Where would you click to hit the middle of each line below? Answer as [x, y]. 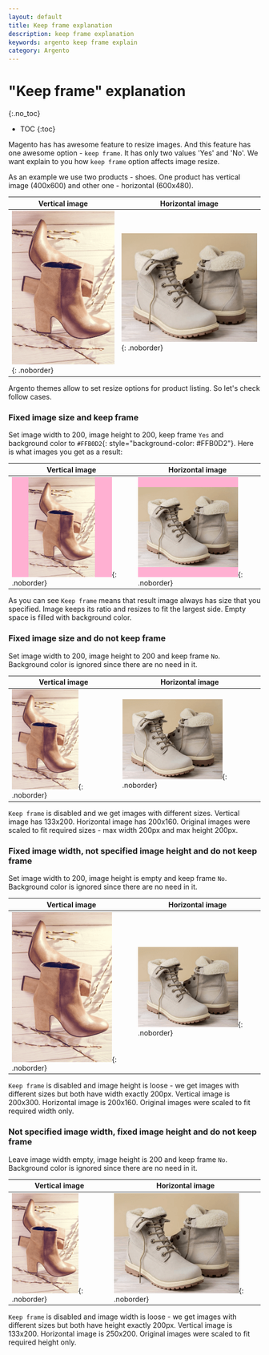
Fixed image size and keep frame [73, 417]
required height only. [42, 1342]
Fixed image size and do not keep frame [87, 638]
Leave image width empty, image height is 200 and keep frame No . [118, 1159]
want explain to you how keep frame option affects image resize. [114, 162]
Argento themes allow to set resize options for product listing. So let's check [134, 388]
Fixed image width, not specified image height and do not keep [133, 850]
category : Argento [39, 51]
